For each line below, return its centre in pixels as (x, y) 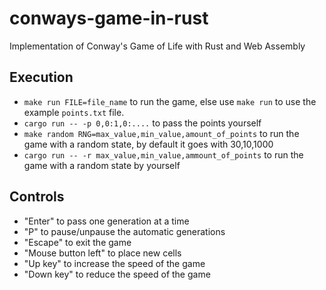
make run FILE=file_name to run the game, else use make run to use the (170, 101)
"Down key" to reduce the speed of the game (117, 274)
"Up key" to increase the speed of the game (114, 263)
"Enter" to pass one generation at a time (106, 221)
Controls (37, 197)
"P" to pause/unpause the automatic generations (124, 231)
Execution (41, 77)
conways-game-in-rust (109, 18)
